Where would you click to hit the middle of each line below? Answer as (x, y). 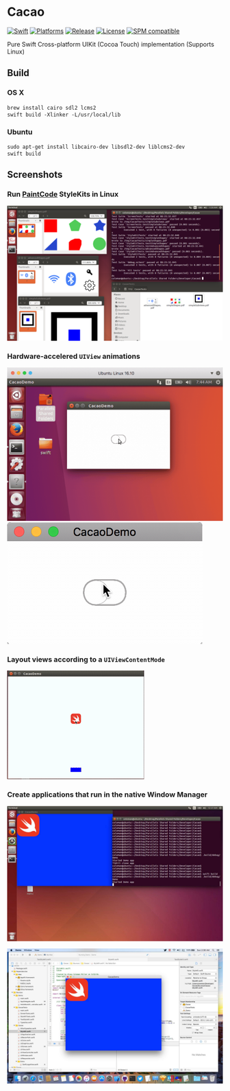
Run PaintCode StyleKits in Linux (63, 194)
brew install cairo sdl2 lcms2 (52, 108)
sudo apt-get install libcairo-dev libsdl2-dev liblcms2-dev (96, 147)
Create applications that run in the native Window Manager (107, 795)
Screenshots (35, 175)
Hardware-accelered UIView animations (74, 356)
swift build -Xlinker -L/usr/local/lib (64, 115)
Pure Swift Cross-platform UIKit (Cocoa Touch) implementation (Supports (111, 44)
